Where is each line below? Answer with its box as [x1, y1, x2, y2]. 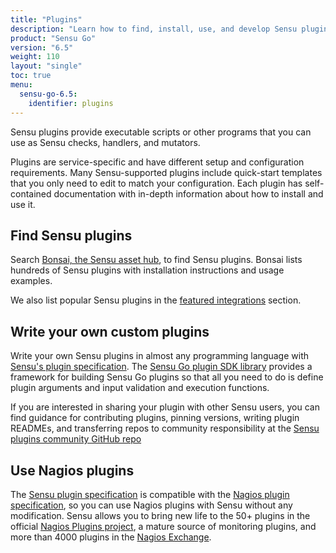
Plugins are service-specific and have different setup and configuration [10, 156, 305, 168]
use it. [10, 198, 36, 210]
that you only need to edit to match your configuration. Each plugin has [10, 177, 303, 189]
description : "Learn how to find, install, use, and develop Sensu [10, 24, 298, 34]
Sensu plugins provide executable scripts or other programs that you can [10, 126, 312, 138]
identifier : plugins [28, 98, 114, 108]
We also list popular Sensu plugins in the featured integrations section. [10, 294, 302, 306]
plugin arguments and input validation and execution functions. [10, 382, 270, 394]
